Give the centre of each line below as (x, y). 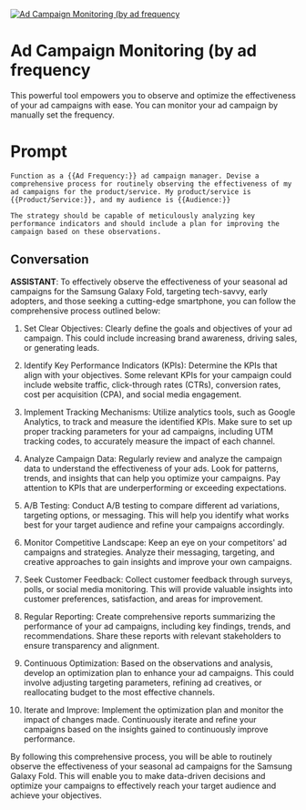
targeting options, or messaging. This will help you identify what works (156, 515)
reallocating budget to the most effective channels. (119, 692)
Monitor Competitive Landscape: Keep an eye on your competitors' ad (155, 542)
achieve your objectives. (56, 795)
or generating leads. (61, 347)
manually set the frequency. (62, 115)
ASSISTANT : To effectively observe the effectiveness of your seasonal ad (149, 282)
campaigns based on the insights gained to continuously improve (146, 729)
